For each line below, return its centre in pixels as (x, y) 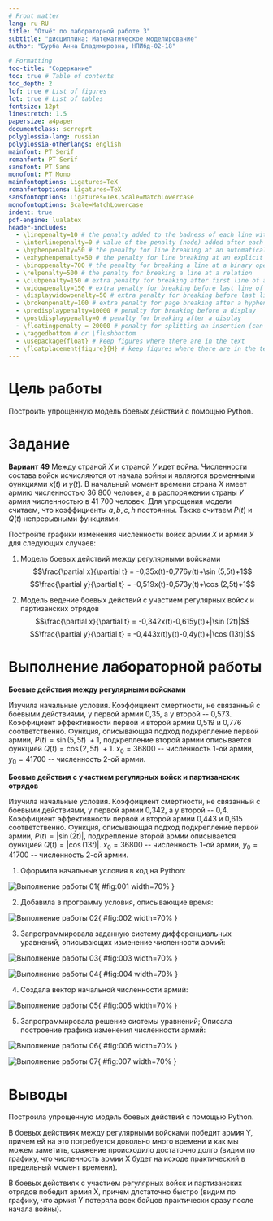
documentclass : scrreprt (50, 129)
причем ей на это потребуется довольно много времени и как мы (123, 1141)
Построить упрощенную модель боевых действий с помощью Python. (131, 411)
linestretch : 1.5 (38, 114)
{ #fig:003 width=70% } (138, 958)
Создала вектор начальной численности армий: (104, 990)
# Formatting (30, 61)
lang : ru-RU (28, 24)
